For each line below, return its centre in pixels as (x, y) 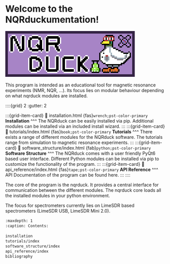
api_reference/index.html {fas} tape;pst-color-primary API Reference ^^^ (82, 169)
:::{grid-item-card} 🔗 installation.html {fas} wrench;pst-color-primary (77, 115)
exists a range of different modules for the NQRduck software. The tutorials (84, 137)
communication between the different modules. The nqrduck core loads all (83, 190)
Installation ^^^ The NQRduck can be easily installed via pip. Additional (79, 121)
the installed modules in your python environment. (58, 195)
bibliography (19, 256)
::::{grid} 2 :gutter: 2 (26, 105)
